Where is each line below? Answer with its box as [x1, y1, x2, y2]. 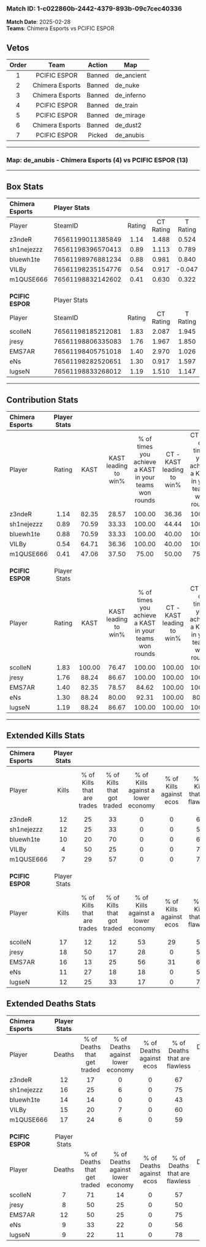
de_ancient [115, 71, 147, 80]
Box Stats [6, 181, 44, 191]
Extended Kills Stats [6, 730, 85, 741]
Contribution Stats [6, 395, 78, 405]
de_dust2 [115, 121, 142, 129]
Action [88, 61, 108, 69]
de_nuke [115, 81, 140, 90]
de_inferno [115, 91, 146, 99]
